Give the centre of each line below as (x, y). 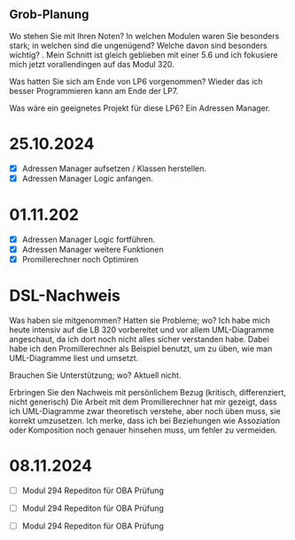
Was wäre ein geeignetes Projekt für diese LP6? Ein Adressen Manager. (140, 108)
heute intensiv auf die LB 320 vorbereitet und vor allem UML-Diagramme (142, 329)
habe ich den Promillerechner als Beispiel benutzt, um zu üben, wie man (141, 348)
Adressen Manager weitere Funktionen (93, 249)
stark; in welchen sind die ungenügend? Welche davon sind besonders (138, 45)
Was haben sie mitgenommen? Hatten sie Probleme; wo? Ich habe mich (140, 320)
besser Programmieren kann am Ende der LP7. (94, 90)
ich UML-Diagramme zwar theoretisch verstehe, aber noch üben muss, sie (145, 411)
